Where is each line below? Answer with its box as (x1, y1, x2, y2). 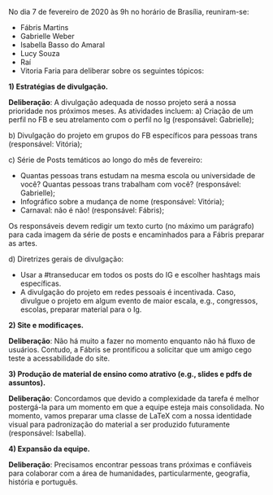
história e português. (8, 477, 79, 487)
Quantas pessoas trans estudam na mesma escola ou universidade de (19, 171, 256, 180)
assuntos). (8, 378, 46, 388)
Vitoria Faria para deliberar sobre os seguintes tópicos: (19, 66, 205, 76)
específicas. (19, 278, 62, 288)
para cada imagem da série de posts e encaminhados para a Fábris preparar (8, 230, 265, 239)
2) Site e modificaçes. (8, 321, 84, 330)
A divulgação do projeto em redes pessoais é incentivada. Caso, (19, 287, 236, 296)
